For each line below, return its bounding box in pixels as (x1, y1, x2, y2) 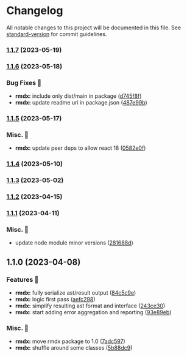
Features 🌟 (6, 275, 39, 284)
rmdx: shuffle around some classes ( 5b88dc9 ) (15, 344, 133, 351)
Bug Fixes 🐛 (6, 78, 41, 87)
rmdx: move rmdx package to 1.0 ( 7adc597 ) (15, 337, 126, 345)
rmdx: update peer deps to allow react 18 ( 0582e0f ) (15, 144, 146, 152)
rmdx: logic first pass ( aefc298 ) (15, 295, 96, 303)
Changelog (6, 4, 63, 18)
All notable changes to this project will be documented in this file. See (6, 24, 182, 31)
